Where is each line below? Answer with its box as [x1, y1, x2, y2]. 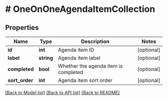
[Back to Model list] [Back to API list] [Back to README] [5, 90, 120, 96]
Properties [5, 23, 39, 32]
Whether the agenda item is [57, 63, 123, 69]
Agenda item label [57, 55, 101, 61]
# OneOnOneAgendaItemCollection [5, 3, 155, 15]
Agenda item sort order [57, 77, 112, 84]
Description [80, 38, 110, 45]
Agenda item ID [57, 46, 94, 53]
